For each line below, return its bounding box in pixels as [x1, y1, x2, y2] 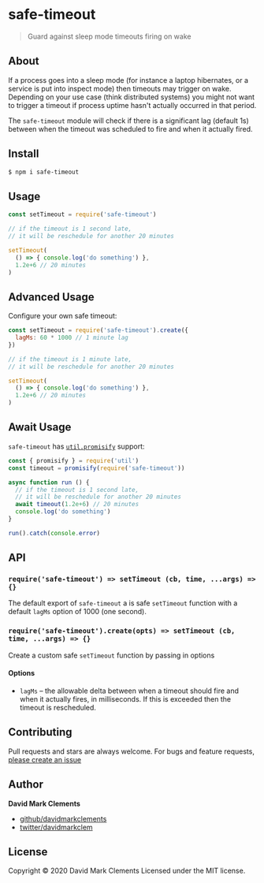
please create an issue [8, 754, 82, 764]
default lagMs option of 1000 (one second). [8, 607, 147, 617]
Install [8, 147, 39, 161]
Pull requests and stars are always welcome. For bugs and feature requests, [8, 747, 255, 756]
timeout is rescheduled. [19, 702, 97, 712]
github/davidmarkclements [19, 814, 107, 823]
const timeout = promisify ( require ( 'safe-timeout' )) [8, 464, 185, 472]
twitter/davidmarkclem [19, 822, 93, 832]
